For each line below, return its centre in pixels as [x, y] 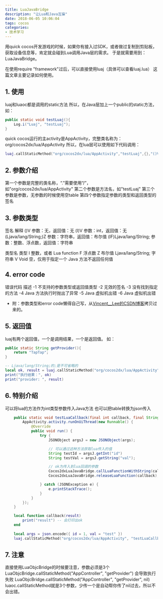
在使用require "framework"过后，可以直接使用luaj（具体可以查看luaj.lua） [79, 69]
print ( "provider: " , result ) [34, 379]
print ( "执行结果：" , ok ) [28, 375]
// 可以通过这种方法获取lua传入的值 [80, 449]
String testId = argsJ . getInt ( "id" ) [85, 453]
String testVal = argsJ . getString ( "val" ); [92, 458]
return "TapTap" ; [31, 353]
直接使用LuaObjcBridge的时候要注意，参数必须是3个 [57, 567]
